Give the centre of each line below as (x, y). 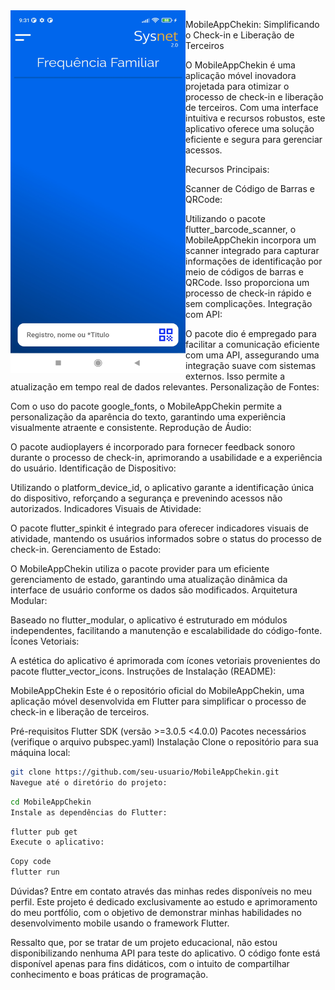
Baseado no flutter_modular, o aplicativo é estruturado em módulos (149, 620)
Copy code (31, 862)
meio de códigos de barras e (244, 272)
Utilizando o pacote (225, 218)
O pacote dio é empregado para (251, 333)
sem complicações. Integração (249, 303)
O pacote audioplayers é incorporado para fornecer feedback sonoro (153, 447)
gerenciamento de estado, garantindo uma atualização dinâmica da (149, 579)
